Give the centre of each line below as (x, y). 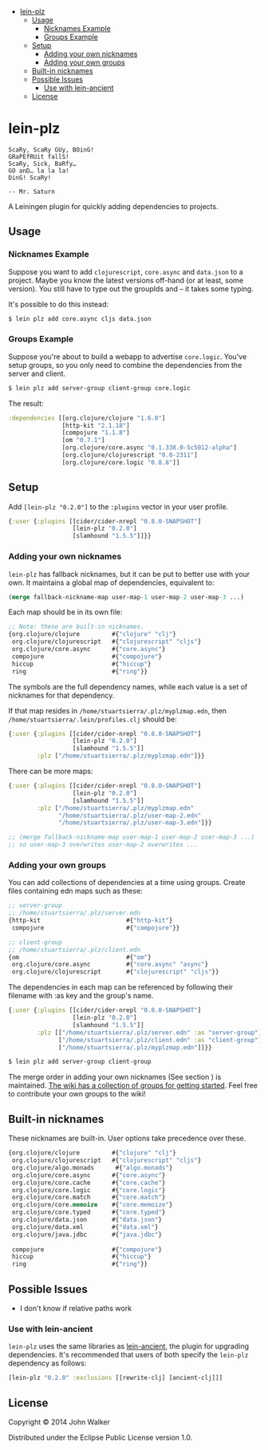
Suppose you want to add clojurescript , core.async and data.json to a (126, 271)
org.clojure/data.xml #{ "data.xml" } (85, 1227)
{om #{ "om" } (80, 957)
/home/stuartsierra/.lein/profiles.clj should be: (93, 719)
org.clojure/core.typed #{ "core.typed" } (89, 1212)
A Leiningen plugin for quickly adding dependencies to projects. (113, 206)
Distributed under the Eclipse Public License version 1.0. (100, 1437)
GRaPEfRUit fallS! (39, 156)
